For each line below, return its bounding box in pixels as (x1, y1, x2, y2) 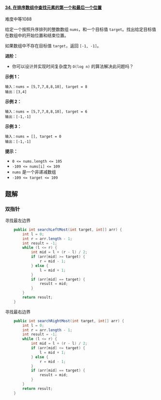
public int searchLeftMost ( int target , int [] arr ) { (14, 227, 122, 232)
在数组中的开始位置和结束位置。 (5, 33, 69, 38)
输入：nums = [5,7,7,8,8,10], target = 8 (5, 84, 88, 89)
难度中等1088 (5, 16, 32, 22)
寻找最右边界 (5, 309, 30, 315)
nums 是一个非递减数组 (12, 169, 57, 175)
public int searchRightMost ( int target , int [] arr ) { (14, 318, 124, 323)
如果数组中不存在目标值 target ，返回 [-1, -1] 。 (5, 43, 102, 49)
